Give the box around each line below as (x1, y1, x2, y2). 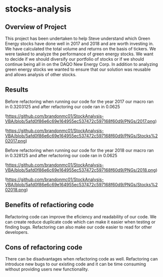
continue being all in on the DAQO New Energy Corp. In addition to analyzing (5, 62, 158, 67)
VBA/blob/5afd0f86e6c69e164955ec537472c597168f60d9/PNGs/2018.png (5, 167, 156, 173)
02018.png (5, 187, 27, 193)
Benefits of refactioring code (5, 201, 94, 209)
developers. (5, 229, 29, 235)
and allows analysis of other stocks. (5, 72, 77, 77)
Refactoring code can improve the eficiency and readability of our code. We (5, 213, 157, 219)
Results (5, 86, 29, 94)
